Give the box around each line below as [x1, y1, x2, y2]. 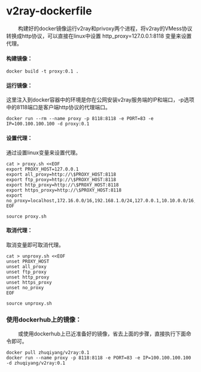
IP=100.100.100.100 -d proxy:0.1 [6, 121, 90, 127]
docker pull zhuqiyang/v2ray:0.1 [6, 350, 90, 356]
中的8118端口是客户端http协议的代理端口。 [6, 104, 111, 111]
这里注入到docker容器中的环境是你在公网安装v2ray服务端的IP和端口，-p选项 [6, 96, 194, 103]
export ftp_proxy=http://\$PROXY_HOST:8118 [6, 176, 117, 182]
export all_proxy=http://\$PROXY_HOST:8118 [6, 171, 117, 178]
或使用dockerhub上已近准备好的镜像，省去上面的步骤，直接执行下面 [17, 330, 187, 337]
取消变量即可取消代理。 [6, 241, 64, 248]
